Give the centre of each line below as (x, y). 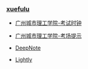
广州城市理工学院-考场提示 (48, 36)
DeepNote (28, 48)
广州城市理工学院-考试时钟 (48, 23)
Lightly (23, 60)
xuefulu (18, 9)
